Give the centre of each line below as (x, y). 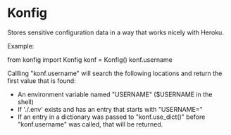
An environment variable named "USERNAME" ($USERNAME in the (115, 94)
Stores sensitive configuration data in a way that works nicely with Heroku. (115, 32)
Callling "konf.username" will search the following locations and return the (115, 73)
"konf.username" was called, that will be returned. (90, 124)
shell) (25, 102)
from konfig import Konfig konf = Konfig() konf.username (90, 59)
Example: (21, 46)
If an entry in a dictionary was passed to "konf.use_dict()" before (111, 117)
